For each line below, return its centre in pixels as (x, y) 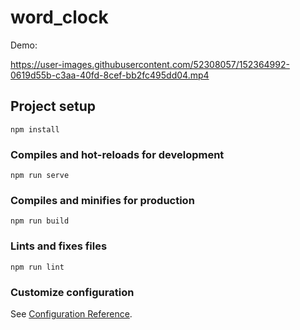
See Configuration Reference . (71, 313)
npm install (35, 129)
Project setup (53, 106)
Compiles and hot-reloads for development (117, 154)
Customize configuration (72, 292)
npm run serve (40, 176)
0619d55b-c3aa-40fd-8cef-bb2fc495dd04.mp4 (110, 75)
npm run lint (37, 267)
